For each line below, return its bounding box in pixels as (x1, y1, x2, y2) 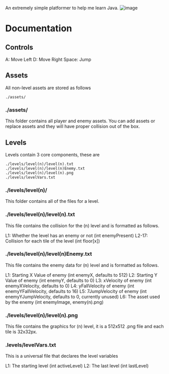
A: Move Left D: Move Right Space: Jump (5, 57, 91, 62)
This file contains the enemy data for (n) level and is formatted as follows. (5, 262, 159, 268)
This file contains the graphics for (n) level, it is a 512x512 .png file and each (5, 324, 164, 330)
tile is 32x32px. (5, 329, 38, 335)
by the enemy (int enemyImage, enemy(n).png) (5, 299, 104, 305)
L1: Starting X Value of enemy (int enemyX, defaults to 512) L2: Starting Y (5, 272, 158, 278)
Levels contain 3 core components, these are (5, 151, 100, 157)
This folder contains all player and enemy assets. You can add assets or (5, 118, 155, 124)
